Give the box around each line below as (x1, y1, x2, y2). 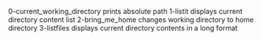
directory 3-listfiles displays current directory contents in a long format (8, 24, 238, 32)
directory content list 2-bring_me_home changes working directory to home (8, 15, 254, 24)
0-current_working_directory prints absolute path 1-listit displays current (8, 7, 243, 16)
